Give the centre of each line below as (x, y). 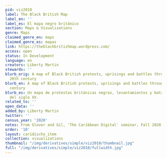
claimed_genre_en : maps (30, 38)
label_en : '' (19, 19)
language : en (19, 60)
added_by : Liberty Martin (32, 111)
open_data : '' (20, 106)
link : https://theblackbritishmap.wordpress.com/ (58, 47)
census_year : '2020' (27, 120)
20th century (23, 79)
